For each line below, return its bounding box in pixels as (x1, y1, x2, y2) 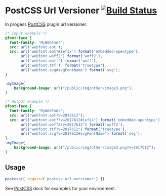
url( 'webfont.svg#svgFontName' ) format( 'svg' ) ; (20, 67, 121, 73)
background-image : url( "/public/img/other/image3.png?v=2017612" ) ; (14, 145, 156, 150)
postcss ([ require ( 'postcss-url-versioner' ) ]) (5, 176, 105, 181)
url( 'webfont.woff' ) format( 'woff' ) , (20, 58, 98, 64)
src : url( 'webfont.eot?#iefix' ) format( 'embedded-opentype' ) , (9, 49, 140, 54)
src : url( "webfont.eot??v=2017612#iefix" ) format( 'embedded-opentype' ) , (9, 118, 163, 122)
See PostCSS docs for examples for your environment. (5, 185, 116, 191)
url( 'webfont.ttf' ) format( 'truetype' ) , (20, 63, 107, 68)
